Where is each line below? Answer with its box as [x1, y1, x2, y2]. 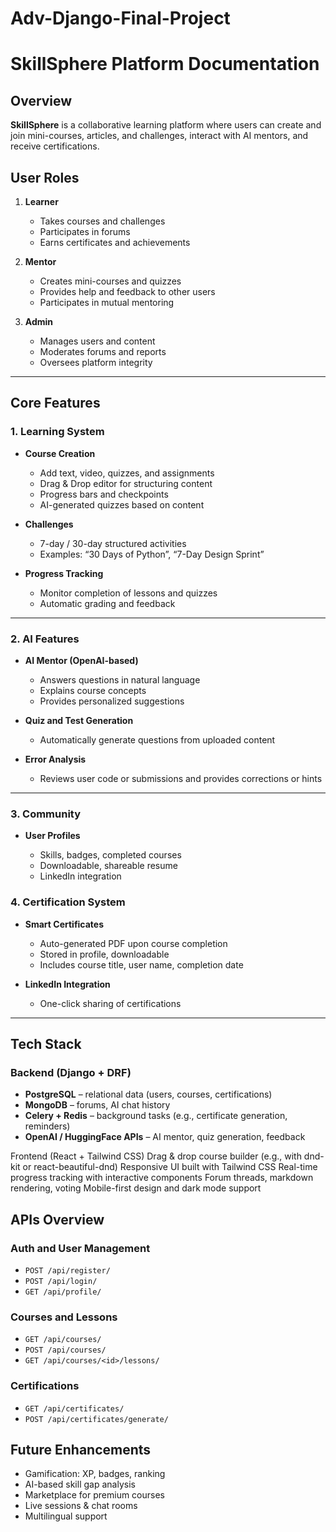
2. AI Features [10, 632, 80, 646]
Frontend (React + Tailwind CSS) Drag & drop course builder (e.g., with [10, 1150, 302, 1162]
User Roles [10, 169, 80, 186]
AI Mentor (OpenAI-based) [24, 654, 139, 666]
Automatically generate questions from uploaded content [39, 733, 276, 746]
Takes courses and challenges [39, 215, 166, 227]
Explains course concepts [39, 684, 147, 696]
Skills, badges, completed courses [39, 849, 182, 861]
